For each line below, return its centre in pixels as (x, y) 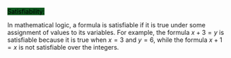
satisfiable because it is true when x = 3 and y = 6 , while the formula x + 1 (115, 40)
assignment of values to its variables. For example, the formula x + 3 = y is (116, 32)
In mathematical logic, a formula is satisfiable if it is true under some (107, 25)
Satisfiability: (26, 12)
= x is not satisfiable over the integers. (63, 47)
